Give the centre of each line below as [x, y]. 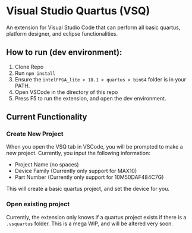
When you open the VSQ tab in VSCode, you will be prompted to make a [95, 147]
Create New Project [35, 134]
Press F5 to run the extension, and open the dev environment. [90, 98]
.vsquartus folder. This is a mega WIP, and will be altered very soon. [90, 223]
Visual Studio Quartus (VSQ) [78, 11]
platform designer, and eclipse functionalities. [62, 33]
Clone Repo [29, 67]
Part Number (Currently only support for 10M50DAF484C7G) [89, 177]
